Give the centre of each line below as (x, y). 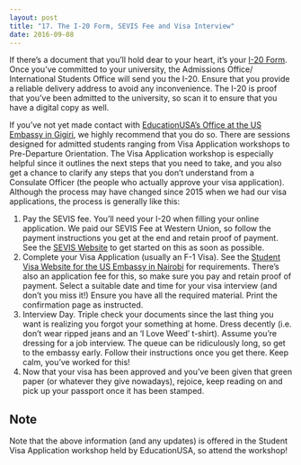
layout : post (34, 18)
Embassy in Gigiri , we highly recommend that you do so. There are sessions (150, 135)
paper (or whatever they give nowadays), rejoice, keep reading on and (152, 381)
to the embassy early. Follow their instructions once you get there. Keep (155, 353)
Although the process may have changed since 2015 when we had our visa (148, 192)
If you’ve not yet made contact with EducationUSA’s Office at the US (136, 125)
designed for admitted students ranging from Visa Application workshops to (150, 144)
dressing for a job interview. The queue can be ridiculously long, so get (154, 344)
